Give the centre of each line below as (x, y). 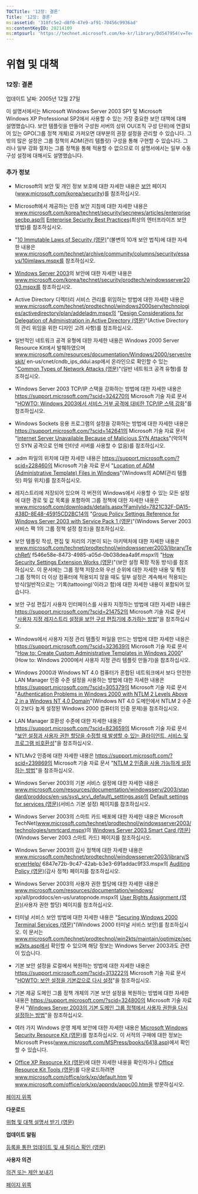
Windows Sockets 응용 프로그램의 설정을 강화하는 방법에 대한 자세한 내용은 (101, 423)
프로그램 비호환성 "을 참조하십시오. (54, 743)
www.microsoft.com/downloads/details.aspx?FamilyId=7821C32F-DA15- (103, 507)
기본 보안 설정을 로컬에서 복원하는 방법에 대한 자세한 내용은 (82, 965)
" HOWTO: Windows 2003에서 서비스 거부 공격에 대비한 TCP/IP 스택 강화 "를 (103, 403)
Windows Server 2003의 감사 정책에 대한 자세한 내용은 (79, 850)
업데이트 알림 (21, 1134)
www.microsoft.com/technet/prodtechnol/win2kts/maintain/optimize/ (99, 938)
